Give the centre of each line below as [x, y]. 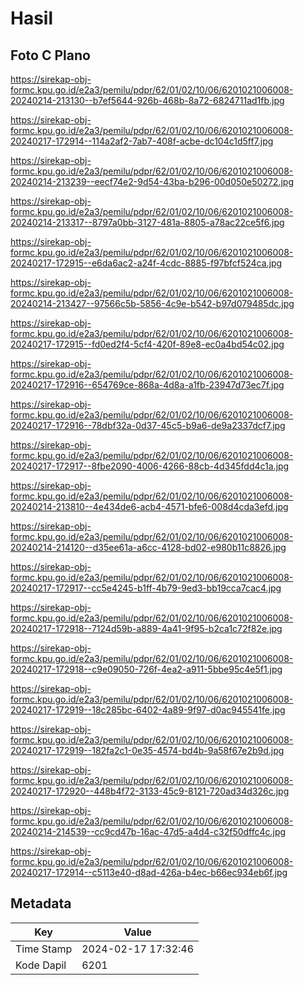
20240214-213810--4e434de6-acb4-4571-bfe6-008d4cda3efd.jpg [149, 506]
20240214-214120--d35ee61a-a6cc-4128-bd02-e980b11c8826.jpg [148, 547]
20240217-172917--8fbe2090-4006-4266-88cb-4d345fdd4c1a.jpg [150, 466]
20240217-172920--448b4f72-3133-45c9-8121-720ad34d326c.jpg [150, 791]
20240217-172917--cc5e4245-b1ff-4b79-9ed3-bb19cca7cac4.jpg [146, 588]
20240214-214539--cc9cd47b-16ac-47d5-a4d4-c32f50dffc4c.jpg [148, 831]
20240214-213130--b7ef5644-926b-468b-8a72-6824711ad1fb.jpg [147, 100]
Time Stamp [44, 949]
